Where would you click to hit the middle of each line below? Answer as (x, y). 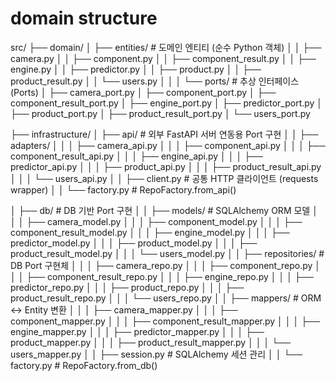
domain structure (84, 18)
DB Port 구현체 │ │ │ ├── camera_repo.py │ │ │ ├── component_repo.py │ (166, 265)
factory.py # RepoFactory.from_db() (84, 365)
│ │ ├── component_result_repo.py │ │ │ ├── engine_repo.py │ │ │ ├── (162, 276)
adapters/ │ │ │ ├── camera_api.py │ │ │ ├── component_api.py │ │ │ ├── (168, 145)
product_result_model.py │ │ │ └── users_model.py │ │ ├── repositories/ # (167, 253)
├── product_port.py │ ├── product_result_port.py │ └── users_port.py (160, 113)
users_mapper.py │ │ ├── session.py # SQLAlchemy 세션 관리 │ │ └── (156, 354)
